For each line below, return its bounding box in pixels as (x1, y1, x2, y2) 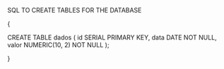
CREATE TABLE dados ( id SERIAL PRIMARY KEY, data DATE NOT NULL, (7, 33, 217, 42)
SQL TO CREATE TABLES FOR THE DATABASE (7, 6, 142, 14)
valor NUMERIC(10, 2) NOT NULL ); (7, 41, 110, 49)
